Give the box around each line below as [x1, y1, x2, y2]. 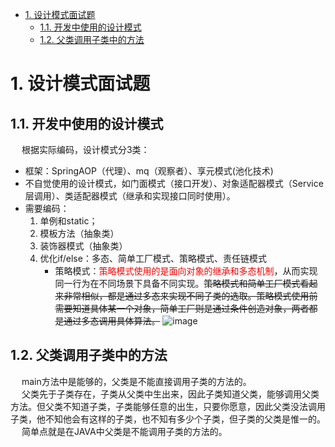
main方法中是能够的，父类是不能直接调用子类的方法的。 [21, 375, 252, 387]
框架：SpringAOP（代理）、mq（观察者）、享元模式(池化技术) [24, 165, 274, 177]
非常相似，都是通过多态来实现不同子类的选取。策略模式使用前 [63, 290, 318, 302]
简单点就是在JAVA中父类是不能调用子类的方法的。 [21, 425, 228, 437]
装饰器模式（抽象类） [39, 240, 128, 252]
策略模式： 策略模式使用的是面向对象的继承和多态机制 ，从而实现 [54, 265, 318, 277]
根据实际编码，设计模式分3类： [21, 144, 150, 155]
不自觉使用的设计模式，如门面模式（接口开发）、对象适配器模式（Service [24, 178, 324, 189]
